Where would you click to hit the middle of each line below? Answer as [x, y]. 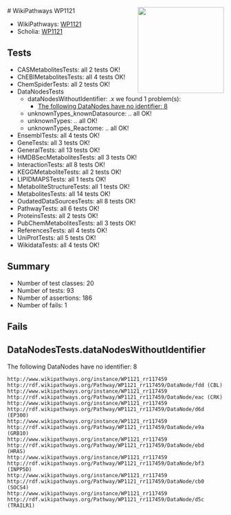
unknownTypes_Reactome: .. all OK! [78, 128]
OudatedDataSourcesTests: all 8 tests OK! [76, 201]
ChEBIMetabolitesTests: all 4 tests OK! [71, 77]
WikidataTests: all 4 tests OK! [58, 245]
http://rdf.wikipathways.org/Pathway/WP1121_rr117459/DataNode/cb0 [106, 481]
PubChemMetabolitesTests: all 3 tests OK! [76, 223]
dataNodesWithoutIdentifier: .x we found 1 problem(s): [104, 98]
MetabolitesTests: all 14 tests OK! [64, 194]
